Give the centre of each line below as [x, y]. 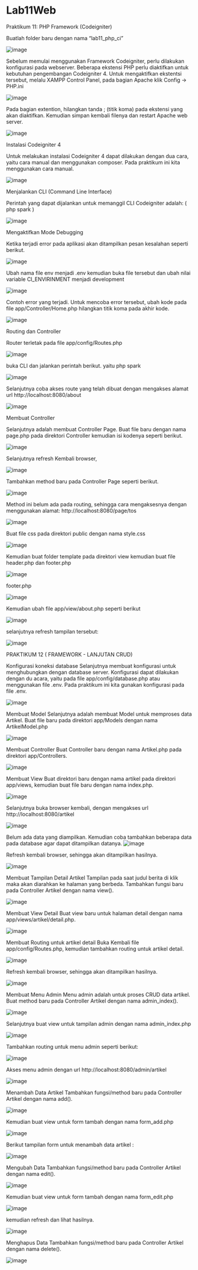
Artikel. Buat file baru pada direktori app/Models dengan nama [82, 720]
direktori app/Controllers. [37, 755]
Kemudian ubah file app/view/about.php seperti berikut [73, 608]
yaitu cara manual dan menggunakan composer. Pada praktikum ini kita [93, 162]
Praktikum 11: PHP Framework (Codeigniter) [59, 27]
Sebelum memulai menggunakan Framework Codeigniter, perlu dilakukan [95, 61]
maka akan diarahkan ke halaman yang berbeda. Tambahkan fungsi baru [95, 884]
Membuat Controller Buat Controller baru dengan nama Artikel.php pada [94, 749]
